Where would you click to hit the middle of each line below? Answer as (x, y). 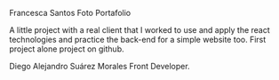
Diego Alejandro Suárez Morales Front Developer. (100, 66)
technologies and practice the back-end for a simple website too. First (138, 40)
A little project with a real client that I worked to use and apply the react (140, 30)
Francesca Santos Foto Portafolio (70, 13)
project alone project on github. (67, 49)
